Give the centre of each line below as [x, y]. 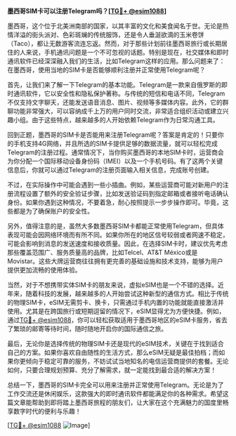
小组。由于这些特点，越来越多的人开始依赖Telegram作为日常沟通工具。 [116, 120]
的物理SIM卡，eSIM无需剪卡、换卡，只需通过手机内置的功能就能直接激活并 [116, 302]
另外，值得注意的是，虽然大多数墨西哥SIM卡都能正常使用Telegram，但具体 [116, 226]
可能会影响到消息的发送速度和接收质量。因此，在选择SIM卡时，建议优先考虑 [118, 244]
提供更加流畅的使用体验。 [44, 270]
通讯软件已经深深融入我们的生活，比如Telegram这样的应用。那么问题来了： [116, 61]
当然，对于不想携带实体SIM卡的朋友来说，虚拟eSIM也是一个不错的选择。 [112, 285]
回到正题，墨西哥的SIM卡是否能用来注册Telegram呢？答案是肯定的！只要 [113, 135]
